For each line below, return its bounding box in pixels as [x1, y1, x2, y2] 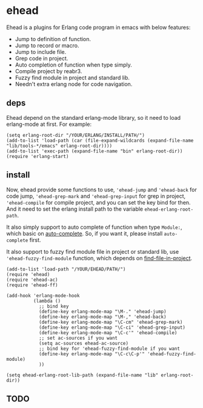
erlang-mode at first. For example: [6, 120, 92, 128]
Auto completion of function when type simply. [15, 61, 132, 68]
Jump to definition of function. [15, 35, 92, 42]
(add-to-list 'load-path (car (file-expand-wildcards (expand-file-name [6, 137, 194, 143]
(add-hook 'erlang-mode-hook [6, 292, 80, 298]
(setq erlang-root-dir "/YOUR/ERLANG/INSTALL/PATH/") [6, 132, 145, 138]
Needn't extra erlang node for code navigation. [15, 80, 133, 88]
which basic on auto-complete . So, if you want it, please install [6, 229, 163, 237]
